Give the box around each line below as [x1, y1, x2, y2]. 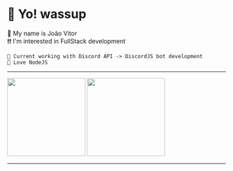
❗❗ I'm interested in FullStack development [7, 37, 126, 45]
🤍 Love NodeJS [7, 59, 49, 66]
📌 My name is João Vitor [7, 29, 78, 37]
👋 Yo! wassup [7, 6, 87, 22]
